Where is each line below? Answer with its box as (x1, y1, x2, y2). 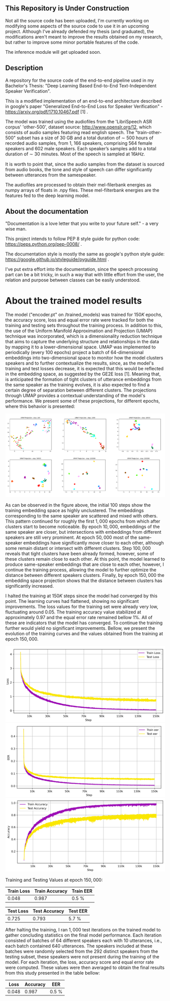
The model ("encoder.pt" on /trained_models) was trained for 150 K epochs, (5, 312, 163, 318)
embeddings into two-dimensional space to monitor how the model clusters (5, 355, 163, 361)
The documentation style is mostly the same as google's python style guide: (5, 251, 165, 257)
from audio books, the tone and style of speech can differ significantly (5, 166, 152, 172)
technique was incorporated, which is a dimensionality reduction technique (5, 333, 162, 339)
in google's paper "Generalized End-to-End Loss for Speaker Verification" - (5, 103, 163, 109)
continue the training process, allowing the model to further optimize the (5, 567, 157, 573)
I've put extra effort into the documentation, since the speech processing (5, 266, 158, 272)
